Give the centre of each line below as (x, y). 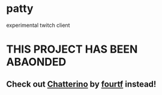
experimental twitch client (38, 25)
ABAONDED (36, 62)
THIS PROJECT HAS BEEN (72, 49)
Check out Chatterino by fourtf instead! (81, 84)
